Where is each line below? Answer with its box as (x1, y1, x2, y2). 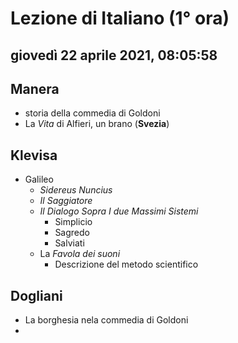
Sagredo (54, 227, 90, 239)
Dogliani (10, 287, 63, 304)
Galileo (24, 173, 54, 186)
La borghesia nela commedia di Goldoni (24, 314, 189, 326)
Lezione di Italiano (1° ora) (10, 7, 230, 30)
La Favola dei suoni (39, 248, 121, 260)
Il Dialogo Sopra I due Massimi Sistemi (39, 205, 199, 217)
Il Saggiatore (39, 195, 93, 207)
